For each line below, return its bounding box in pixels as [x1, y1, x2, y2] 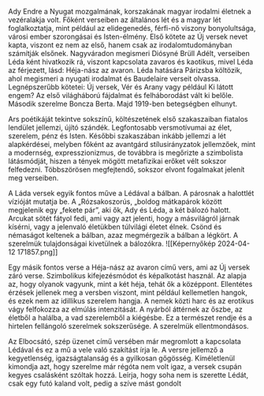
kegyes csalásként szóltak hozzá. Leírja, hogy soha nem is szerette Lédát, [8, 371, 249, 379]
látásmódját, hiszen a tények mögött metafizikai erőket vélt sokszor [8, 157, 227, 165]
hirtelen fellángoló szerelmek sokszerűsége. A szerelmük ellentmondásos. [8, 322, 250, 330]
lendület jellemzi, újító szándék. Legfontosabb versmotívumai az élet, [8, 123, 232, 132]
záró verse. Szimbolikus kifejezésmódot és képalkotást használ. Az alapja [8, 271, 247, 280]
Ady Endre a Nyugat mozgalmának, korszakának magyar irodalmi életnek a [8, 7, 252, 16]
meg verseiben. [8, 173, 59, 183]
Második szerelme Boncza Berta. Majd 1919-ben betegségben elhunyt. [8, 99, 238, 108]
